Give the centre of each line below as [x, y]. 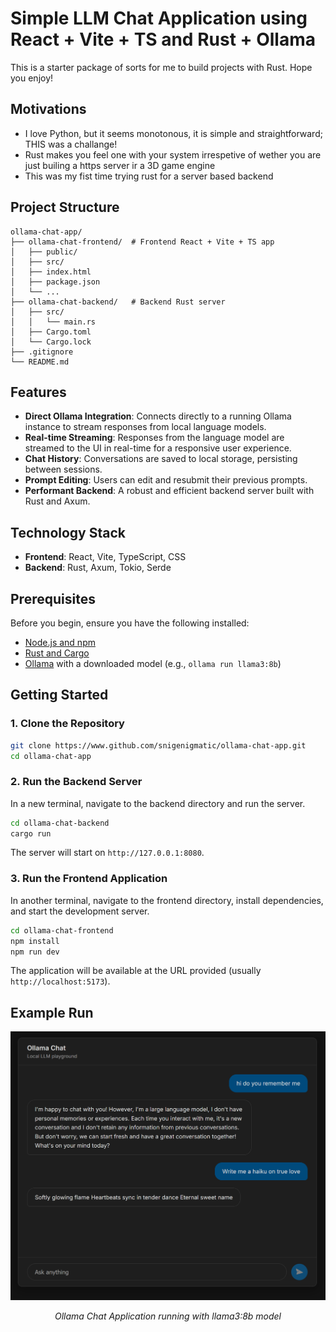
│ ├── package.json [55, 282]
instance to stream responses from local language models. [145, 427]
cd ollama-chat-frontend [62, 930]
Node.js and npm [60, 642]
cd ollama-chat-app [51, 756]
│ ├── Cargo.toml [51, 332]
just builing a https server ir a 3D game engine [120, 165]
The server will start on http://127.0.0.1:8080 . [107, 853]
